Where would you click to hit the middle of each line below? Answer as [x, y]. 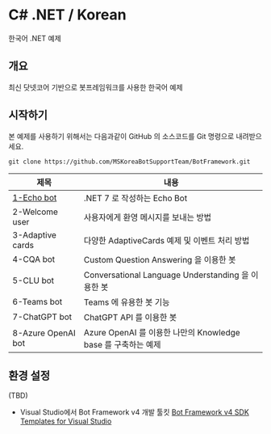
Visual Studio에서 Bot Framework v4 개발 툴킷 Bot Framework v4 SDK [135, 412]
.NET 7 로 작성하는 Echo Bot [135, 198]
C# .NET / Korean [67, 15]
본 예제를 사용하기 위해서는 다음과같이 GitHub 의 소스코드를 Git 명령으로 [121, 136]
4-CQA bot [34, 259]
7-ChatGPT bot [42, 317]
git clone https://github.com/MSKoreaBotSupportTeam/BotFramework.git [129, 162]
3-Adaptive [34, 234]
